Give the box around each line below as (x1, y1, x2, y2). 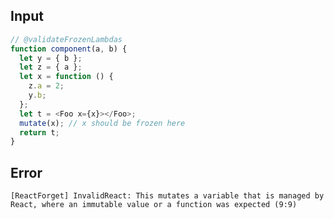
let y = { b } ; (19, 53, 83, 63)
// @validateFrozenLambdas (10, 34, 123, 44)
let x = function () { (19, 72, 114, 82)
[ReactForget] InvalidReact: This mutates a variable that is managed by (10, 191, 325, 201)
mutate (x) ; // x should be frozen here (19, 118, 186, 128)
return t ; (19, 127, 60, 138)
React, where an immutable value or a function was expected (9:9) (10, 200, 298, 210)
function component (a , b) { (10, 44, 128, 54)
